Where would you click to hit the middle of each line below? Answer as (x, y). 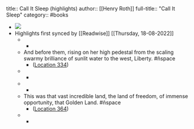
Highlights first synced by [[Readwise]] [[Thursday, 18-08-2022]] (94, 33)
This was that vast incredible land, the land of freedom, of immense (106, 96)
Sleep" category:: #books (37, 15)
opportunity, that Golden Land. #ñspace (72, 102)
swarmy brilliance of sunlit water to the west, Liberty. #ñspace (99, 58)
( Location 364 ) (51, 109)
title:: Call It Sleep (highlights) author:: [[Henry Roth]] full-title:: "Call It (91, 9)
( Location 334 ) (51, 65)
